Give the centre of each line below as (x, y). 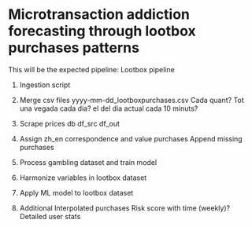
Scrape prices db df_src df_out (70, 123)
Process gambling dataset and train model (88, 162)
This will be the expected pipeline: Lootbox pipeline (91, 69)
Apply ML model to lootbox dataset (76, 192)
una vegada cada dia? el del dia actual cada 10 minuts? (109, 108)
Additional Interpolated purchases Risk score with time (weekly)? (125, 208)
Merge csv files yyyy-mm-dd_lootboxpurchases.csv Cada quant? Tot (132, 100)
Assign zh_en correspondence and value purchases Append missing (131, 138)
